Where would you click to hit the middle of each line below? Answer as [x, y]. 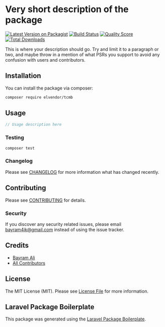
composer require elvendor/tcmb [39, 97]
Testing [15, 137]
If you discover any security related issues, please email [63, 224]
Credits [17, 245]
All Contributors [29, 263]
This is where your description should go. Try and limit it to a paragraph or [82, 49]
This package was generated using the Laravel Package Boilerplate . [76, 319]
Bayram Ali [24, 258]
